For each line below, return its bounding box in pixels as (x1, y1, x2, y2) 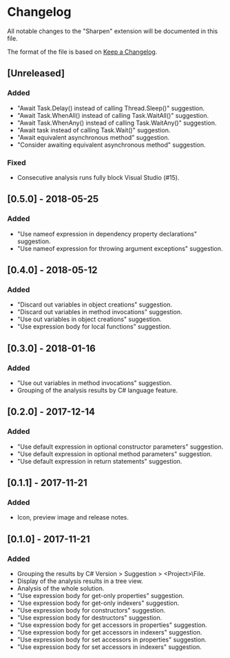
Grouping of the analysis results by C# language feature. (17, 386, 178, 394)
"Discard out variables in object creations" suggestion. (17, 300, 173, 309)
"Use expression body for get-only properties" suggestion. (17, 592, 185, 600)
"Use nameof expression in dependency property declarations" (17, 229, 198, 238)
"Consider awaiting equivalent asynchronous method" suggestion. (17, 141, 206, 149)
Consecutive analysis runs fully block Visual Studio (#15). (17, 173, 180, 181)
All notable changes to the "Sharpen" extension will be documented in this (7, 27, 218, 35)
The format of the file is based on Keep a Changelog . (7, 48, 158, 56)
